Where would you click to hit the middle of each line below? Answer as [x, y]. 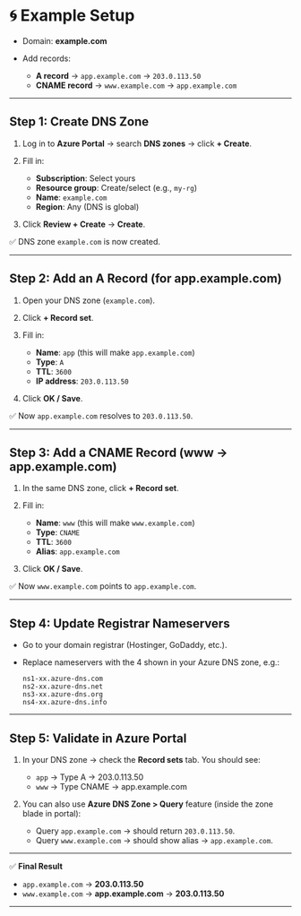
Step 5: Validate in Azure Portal [98, 738]
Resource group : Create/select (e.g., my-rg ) [116, 187]
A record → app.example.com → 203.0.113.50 [118, 75]
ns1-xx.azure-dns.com [62, 679]
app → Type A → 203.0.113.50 [90, 777]
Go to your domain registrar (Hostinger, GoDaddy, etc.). [125, 645]
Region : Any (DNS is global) [87, 206]
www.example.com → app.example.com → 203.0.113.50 [123, 894]
